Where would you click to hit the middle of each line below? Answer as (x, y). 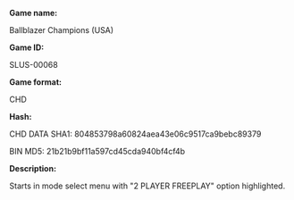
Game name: (34, 13)
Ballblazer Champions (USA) (62, 30)
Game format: (36, 82)
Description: (33, 168)
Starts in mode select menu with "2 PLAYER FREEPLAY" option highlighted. (147, 186)
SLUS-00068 (34, 65)
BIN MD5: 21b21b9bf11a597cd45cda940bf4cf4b (97, 151)
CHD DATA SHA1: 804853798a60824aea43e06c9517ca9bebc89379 (135, 134)
